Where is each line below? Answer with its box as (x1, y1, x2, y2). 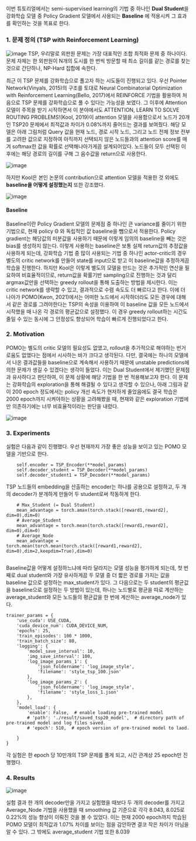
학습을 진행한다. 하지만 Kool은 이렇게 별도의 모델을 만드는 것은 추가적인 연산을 (6, 264, 184, 271)
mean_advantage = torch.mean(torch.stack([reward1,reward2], (16, 523, 169, 529)
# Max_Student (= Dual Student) (16, 502, 95, 508)
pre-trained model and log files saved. (6, 720, 106, 726)
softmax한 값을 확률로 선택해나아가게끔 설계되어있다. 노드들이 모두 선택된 (12, 143, 180, 150)
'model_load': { (16, 705, 57, 711)
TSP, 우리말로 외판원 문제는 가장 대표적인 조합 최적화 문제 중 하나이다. (28, 50, 187, 57)
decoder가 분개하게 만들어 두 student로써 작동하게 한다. (12, 491, 142, 498)
